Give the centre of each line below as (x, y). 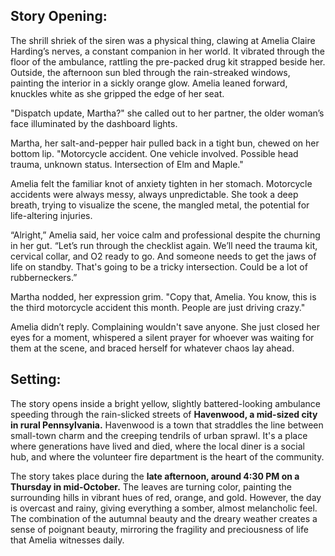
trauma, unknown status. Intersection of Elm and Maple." (127, 164)
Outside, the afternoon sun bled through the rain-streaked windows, (150, 72)
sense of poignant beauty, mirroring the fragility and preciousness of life (159, 529)
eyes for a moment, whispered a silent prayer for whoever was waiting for (162, 337)
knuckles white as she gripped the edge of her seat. (117, 93)
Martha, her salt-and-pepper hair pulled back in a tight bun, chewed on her (165, 143)
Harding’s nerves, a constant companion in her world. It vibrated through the (167, 51)
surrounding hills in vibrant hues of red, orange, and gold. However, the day (166, 497)
